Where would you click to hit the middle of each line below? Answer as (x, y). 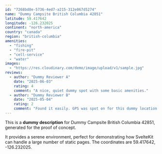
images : (13, 63)
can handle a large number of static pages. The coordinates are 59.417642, (80, 142)
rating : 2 (24, 104)
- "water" (19, 59)
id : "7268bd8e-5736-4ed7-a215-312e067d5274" (51, 9)
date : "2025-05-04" (33, 100)
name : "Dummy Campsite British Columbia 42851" (54, 14)
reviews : (14, 73)
